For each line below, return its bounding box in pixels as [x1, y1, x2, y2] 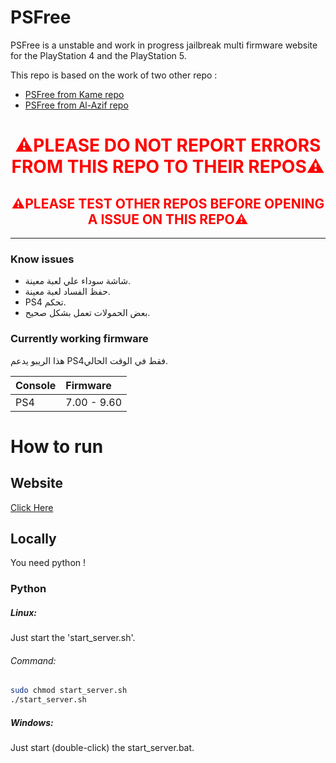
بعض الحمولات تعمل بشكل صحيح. [24, 307, 151, 319]
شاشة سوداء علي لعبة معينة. [24, 275, 132, 287]
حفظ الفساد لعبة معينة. [24, 286, 111, 298]
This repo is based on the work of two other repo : [10, 69, 218, 81]
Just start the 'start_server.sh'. [10, 632, 136, 644]
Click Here [10, 501, 54, 513]
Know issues [10, 252, 75, 266]
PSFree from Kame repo [24, 88, 125, 100]
